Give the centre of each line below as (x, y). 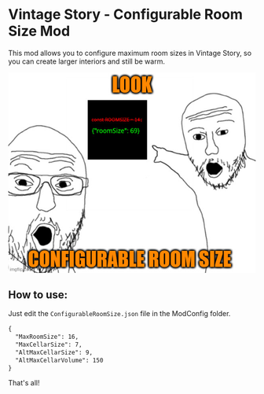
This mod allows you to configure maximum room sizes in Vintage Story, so (130, 53)
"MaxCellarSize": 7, (49, 345)
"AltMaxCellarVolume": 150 (59, 361)
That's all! (24, 383)
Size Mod (39, 31)
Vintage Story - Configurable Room (126, 15)
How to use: (38, 295)
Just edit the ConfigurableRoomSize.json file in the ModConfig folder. (119, 314)
